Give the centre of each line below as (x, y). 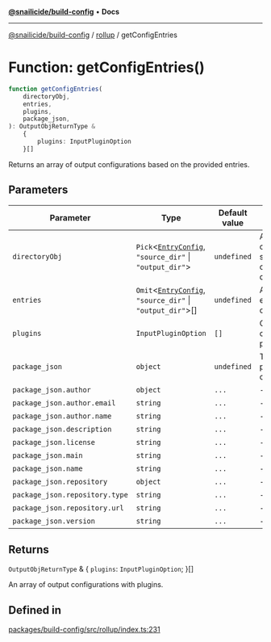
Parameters (38, 190)
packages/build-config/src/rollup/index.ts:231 (84, 630)
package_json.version (54, 521)
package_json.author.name (62, 416)
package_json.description (62, 429)
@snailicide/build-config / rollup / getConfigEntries (93, 35)
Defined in (35, 610)
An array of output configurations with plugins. (86, 585)
